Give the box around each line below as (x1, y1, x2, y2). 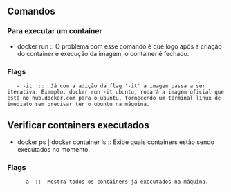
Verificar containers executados (7, 119, 150, 131)
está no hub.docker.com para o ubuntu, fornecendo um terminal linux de (7, 94, 221, 101)
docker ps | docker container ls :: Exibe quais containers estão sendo (17, 138, 214, 146)
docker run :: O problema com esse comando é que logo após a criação (17, 42, 223, 51)
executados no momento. (17, 145, 91, 153)
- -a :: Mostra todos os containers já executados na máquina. (16, 178, 209, 186)
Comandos (7, 6, 55, 17)
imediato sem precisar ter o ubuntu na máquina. (7, 101, 150, 107)
